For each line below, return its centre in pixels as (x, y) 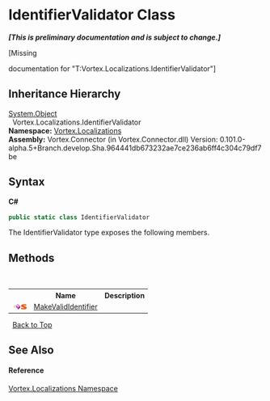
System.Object (33, 113)
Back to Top (32, 324)
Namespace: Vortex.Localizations (65, 130)
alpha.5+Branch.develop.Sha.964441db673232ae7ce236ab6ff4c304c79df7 (135, 148)
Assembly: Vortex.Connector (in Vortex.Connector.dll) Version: (113, 139)
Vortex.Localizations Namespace (63, 389)
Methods (32, 257)
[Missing (23, 53)
